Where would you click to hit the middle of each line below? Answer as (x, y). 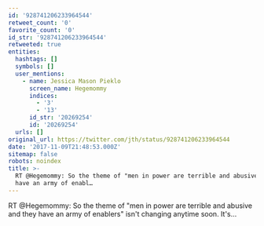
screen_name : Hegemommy (68, 88)
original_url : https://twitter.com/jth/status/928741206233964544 (119, 139)
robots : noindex (35, 162)
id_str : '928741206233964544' (58, 37)
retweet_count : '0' (40, 23)
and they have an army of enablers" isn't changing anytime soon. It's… (123, 213)
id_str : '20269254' (60, 118)
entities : (24, 52)
